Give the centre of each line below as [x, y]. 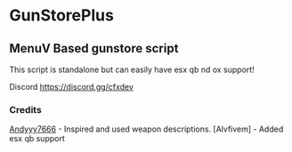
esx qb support [37, 139]
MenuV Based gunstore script [94, 48]
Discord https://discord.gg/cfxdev [71, 87]
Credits [25, 109]
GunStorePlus [61, 16]
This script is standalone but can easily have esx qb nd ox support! [132, 69]
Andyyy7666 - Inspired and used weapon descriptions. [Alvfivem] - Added [146, 129]
